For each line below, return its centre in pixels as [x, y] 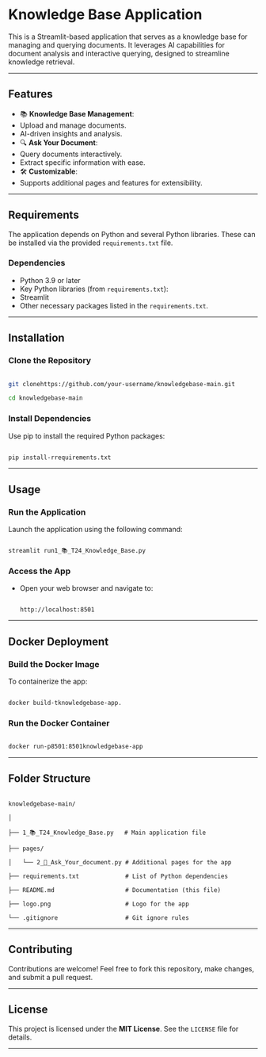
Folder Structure [49, 779]
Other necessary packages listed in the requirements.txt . [114, 305]
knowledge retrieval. [42, 62]
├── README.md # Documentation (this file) [115, 890]
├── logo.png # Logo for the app [99, 904]
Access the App [40, 571]
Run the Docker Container [59, 723]
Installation [36, 338]
